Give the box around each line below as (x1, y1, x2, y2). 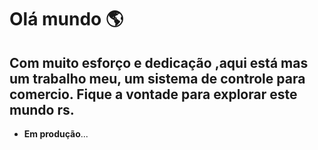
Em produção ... (23, 128, 89, 140)
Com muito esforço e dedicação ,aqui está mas (9, 54, 309, 71)
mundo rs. (9, 101, 75, 118)
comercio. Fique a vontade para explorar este (9, 86, 298, 103)
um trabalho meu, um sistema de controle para (9, 70, 306, 87)
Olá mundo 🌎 (9, 8, 124, 31)
